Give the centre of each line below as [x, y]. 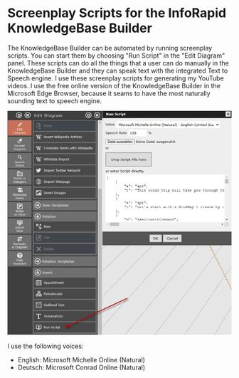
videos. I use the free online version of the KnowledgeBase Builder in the [114, 85]
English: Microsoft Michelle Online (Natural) [81, 359]
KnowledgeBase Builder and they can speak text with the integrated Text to [118, 70]
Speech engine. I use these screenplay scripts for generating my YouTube [116, 78]
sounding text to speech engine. [54, 100]
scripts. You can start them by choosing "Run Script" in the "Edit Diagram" [116, 56]
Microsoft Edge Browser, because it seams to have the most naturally [109, 93]
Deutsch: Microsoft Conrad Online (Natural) [81, 367]
